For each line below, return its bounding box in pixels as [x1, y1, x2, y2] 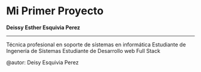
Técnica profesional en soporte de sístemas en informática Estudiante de [6, 40, 187, 48]
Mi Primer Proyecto [6, 4, 104, 18]
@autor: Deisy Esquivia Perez [6, 58, 79, 66]
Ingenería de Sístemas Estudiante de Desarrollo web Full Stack [6, 47, 160, 54]
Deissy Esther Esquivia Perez [6, 24, 81, 31]
